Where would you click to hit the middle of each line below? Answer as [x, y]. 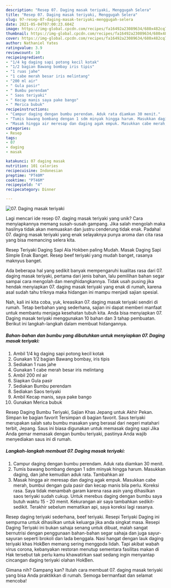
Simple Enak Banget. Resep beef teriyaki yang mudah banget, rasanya [79, 255]
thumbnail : [17, 34]
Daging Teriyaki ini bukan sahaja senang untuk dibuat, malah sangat [77, 527]
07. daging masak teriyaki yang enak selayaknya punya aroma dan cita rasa [84, 234]
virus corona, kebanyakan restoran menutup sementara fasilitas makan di [82, 549]
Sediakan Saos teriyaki [37, 391]
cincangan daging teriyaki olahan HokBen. [50, 560]
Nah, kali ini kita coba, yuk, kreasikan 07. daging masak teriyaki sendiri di [82, 302]
